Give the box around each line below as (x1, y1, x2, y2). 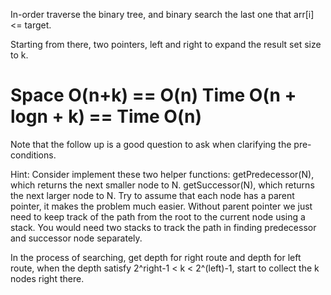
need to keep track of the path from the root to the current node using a (10, 210, 306, 223)
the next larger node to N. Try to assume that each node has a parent (10, 189, 295, 201)
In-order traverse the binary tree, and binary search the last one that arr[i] (10, 9, 315, 20)
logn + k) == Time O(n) (10, 105, 202, 128)
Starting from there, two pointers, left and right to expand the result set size (10, 39, 322, 50)
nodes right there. (10, 272, 85, 284)
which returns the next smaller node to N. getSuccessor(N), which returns (10, 179, 315, 191)
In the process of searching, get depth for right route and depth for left (10, 251, 302, 263)
